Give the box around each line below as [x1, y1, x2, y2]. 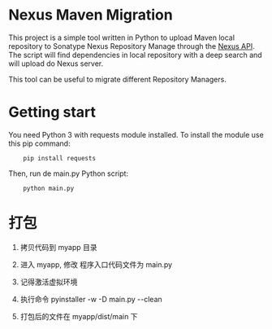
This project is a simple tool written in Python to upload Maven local [8, 33, 235, 42]
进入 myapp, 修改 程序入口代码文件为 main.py [19, 259, 173, 270]
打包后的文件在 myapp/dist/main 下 [19, 311, 138, 321]
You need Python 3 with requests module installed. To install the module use [8, 129, 264, 139]
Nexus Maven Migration [8, 6, 173, 24]
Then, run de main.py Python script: [8, 169, 128, 178]
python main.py [23, 184, 75, 192]
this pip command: [8, 138, 71, 148]
